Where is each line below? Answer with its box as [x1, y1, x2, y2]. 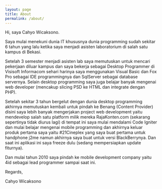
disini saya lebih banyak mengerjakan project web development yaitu [5, 109, 143, 115]
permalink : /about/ [5, 16, 44, 21]
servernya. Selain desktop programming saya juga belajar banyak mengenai [5, 79, 156, 85]
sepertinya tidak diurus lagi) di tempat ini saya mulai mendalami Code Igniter [5, 119, 157, 125]
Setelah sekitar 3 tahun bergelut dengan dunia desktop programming [5, 99, 143, 105]
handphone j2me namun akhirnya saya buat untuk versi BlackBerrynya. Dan [5, 135, 156, 141]
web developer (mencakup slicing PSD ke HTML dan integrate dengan [5, 84, 145, 90]
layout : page [5, 7, 31, 12]
